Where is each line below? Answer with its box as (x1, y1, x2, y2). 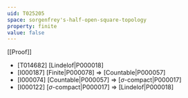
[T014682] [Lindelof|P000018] (17, 61, 104, 69)
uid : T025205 (7, 10, 45, 17)
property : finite (7, 23, 57, 29)
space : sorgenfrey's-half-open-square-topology (7, 16, 147, 23)
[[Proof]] (7, 48, 32, 56)
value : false (7, 29, 45, 36)
